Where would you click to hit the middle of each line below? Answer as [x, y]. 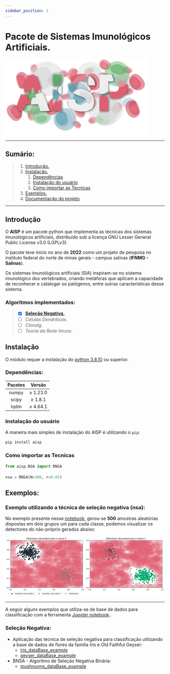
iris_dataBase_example [44, 650]
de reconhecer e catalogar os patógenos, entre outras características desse [85, 284]
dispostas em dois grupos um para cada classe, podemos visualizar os [79, 524]
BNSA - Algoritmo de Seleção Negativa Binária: [62, 661]
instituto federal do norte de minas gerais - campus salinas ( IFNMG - [77, 258]
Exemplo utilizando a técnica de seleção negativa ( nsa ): [75, 507]
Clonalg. [34, 325]
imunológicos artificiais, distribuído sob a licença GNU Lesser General [78, 237]
